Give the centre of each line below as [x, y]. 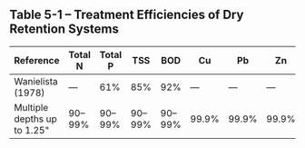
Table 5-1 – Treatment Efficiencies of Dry [127, 15]
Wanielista [36, 81]
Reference [37, 60]
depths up [35, 119]
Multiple [31, 107]
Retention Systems [64, 30]
